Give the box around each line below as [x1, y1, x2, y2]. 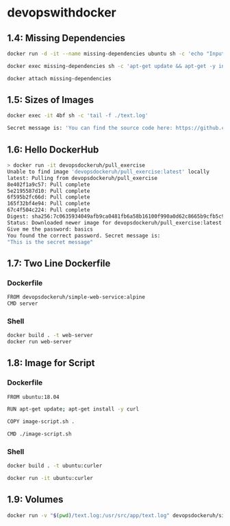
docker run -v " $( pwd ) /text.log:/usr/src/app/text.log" [7, 512, 170, 519]
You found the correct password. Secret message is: [7, 232, 161, 239]
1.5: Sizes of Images [7, 94, 94, 106]
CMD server [7, 300, 38, 307]
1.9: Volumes [7, 494, 64, 505]
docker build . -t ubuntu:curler [7, 462, 103, 470]
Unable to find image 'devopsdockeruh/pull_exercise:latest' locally [7, 168, 210, 175]
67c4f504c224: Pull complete [7, 207, 90, 214]
